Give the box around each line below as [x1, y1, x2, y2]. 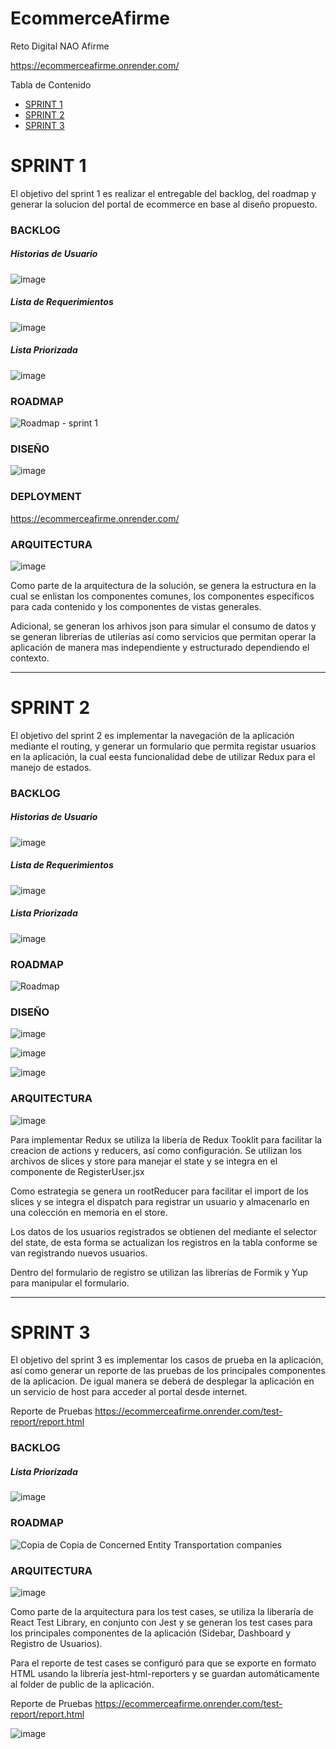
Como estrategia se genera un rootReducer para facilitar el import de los [10, 1185, 309, 1197]
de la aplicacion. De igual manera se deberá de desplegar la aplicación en [10, 1375, 315, 1387]
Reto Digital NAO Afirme [10, 40, 110, 52]
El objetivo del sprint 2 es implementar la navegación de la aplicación [10, 729, 295, 741]
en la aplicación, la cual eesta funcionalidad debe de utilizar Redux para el [10, 750, 316, 762]
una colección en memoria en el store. [10, 1206, 168, 1218]
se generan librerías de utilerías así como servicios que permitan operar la [10, 630, 317, 642]
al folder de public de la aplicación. [10, 1678, 155, 1690]
